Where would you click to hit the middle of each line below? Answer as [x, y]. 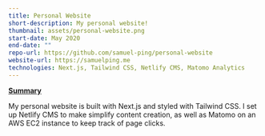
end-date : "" [30, 46]
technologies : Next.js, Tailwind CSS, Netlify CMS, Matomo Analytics [127, 68]
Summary [25, 90]
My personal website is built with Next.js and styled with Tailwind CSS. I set [133, 106]
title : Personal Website [50, 16]
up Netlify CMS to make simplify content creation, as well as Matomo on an [132, 114]
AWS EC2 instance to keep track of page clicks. [87, 123]
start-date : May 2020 [44, 38]
